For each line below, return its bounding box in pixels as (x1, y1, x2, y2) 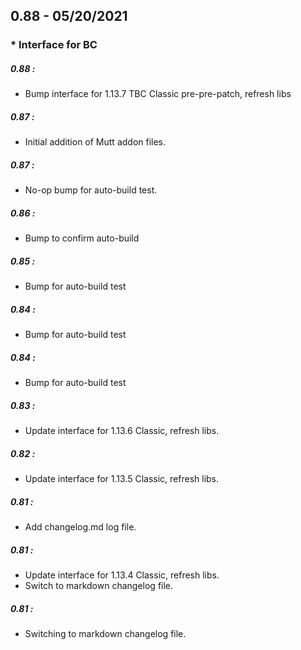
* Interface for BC (10, 38, 98, 52)
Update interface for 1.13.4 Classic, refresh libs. (24, 569, 220, 581)
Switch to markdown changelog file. (24, 579, 174, 591)
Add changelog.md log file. (24, 521, 137, 533)
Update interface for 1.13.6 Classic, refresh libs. (24, 425, 220, 437)
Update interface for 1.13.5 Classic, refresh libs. (24, 473, 220, 485)
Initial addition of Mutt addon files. (24, 136, 167, 148)
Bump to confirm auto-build (24, 232, 140, 244)
